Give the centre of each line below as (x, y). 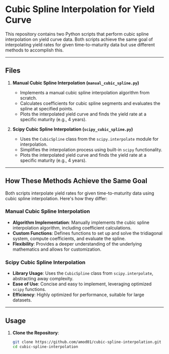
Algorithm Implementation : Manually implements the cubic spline (81, 222)
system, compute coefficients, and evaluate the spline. (69, 239)
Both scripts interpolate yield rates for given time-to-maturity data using (80, 193)
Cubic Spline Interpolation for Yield (80, 9)
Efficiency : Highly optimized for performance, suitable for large (78, 295)
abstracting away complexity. (43, 279)
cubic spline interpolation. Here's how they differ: (56, 198)
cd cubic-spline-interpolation (45, 346)
